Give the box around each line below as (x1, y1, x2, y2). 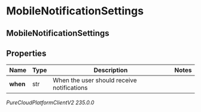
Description (93, 66, 128, 74)
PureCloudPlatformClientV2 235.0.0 (6, 99, 95, 106)
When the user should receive (53, 76, 138, 84)
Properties (6, 48, 47, 58)
